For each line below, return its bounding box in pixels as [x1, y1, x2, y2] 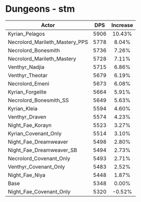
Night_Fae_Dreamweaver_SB [8, 146, 78, 153]
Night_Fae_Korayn [8, 121, 52, 128]
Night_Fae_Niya [8, 171, 46, 178]
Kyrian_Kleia [8, 105, 38, 112]
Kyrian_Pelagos [8, 30, 45, 37]
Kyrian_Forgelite [8, 88, 47, 95]
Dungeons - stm [5, 3, 75, 15]
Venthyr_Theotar [8, 72, 48, 79]
